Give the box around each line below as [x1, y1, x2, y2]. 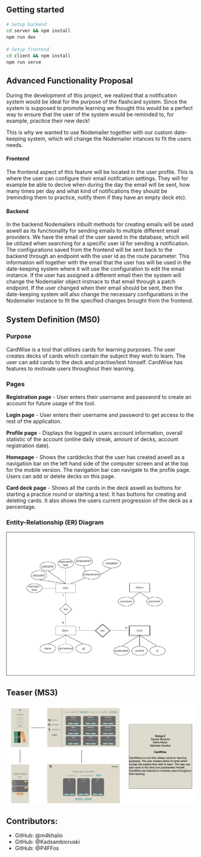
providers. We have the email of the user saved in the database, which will [6, 233, 190, 241]
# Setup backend [6, 21, 47, 28]
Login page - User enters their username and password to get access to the [6, 411, 194, 419]
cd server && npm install [6, 28, 71, 33]
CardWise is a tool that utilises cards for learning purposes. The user [6, 346, 176, 353]
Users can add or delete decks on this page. [6, 472, 115, 480]
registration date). [6, 442, 50, 449]
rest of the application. [6, 418, 62, 425]
